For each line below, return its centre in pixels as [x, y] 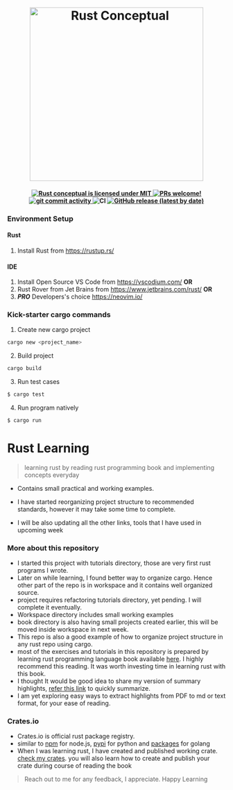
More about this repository [53, 548]
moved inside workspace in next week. [73, 630]
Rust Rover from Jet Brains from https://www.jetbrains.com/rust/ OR [115, 289]
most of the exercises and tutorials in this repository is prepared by [113, 652]
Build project [35, 356]
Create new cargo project [54, 330]
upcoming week [40, 530]
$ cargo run [24, 421]
